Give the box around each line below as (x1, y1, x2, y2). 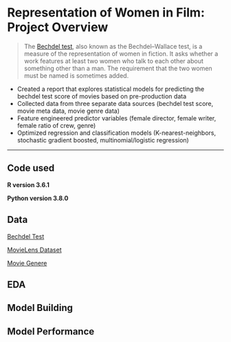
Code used (7, 162, 55, 174)
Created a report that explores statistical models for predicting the (16, 85, 205, 93)
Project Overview (7, 19, 109, 35)
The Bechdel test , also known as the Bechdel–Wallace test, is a (23, 42, 203, 50)
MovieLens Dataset (7, 246, 62, 254)
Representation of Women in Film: (7, 5, 205, 21)
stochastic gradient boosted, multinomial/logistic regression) (16, 136, 189, 144)
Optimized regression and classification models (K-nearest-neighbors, (16, 129, 217, 137)
